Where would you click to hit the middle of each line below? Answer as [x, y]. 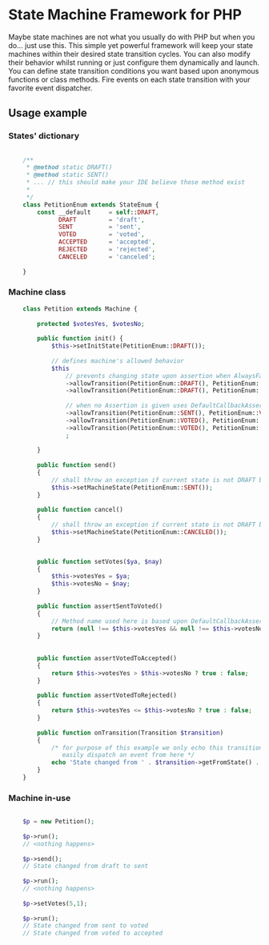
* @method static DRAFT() [69, 167]
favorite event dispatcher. [50, 88]
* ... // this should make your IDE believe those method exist [136, 183]
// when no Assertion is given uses [126, 406]
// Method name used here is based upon [119, 621]
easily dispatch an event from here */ [128, 755]
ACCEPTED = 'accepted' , [107, 242]
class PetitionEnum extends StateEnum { [91, 205]
